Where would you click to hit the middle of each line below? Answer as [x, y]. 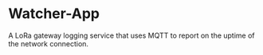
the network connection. [49, 43]
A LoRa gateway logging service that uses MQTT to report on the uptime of [131, 35]
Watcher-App [54, 14]
